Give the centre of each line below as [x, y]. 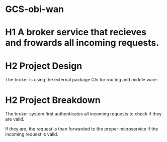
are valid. [15, 119]
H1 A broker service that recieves [76, 32]
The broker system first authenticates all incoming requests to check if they [83, 114]
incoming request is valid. [32, 134]
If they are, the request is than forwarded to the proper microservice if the [82, 129]
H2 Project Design [44, 66]
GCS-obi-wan [35, 9]
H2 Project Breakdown [53, 100]
